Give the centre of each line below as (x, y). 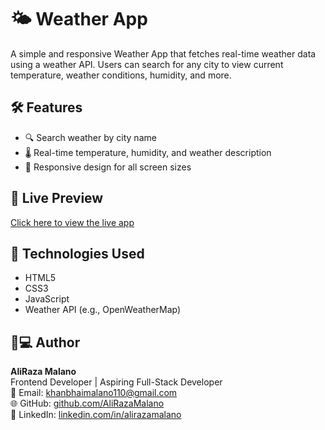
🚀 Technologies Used (77, 253)
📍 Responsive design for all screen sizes (108, 167)
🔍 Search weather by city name (90, 137)
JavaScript (47, 299)
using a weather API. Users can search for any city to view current (147, 64)
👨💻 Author (45, 342)
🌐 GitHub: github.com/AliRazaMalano (87, 403)
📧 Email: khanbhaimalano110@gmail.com (94, 393)
